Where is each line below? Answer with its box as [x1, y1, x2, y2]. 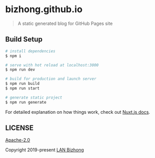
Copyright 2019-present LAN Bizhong [5, 147, 84, 153]
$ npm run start [5, 86, 40, 91]
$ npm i [5, 53, 22, 58]
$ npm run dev [5, 67, 36, 72]
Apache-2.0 [5, 137, 30, 143]
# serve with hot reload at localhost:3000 [5, 62, 99, 68]
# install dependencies [5, 48, 56, 54]
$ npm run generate [5, 100, 47, 105]
